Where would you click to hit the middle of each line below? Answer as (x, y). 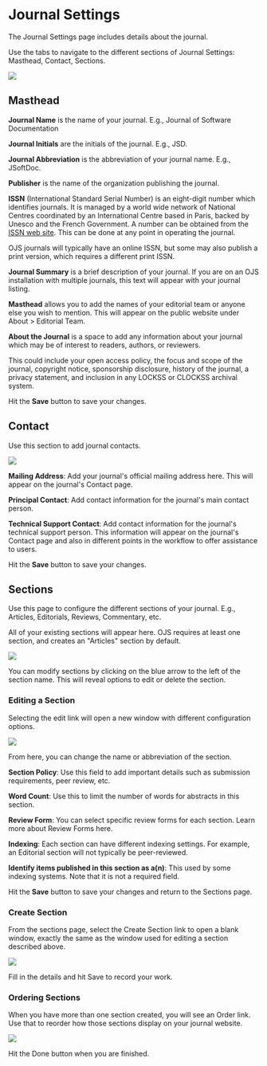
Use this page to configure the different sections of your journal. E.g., (122, 609)
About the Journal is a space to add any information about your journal (126, 336)
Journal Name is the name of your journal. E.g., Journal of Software (120, 120)
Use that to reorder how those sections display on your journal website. (126, 1023)
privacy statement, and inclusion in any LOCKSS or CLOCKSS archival (123, 377)
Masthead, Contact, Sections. (57, 61)
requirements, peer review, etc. (59, 780)
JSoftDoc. (25, 167)
